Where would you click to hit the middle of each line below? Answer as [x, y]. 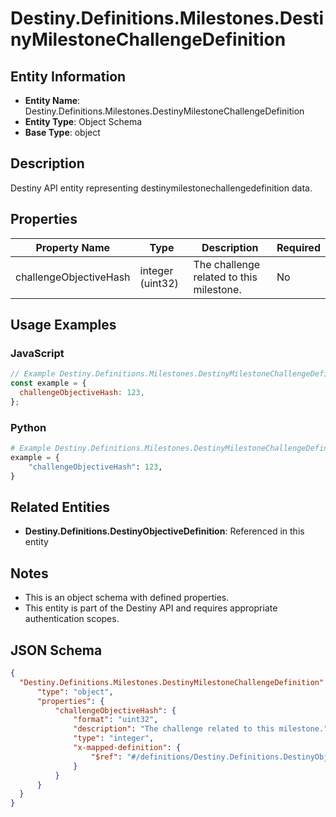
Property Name [73, 247]
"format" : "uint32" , [116, 720]
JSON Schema [56, 650]
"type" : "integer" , [114, 738]
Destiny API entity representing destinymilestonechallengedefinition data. [161, 188]
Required [298, 247]
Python [28, 427]
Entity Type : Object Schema [83, 121]
